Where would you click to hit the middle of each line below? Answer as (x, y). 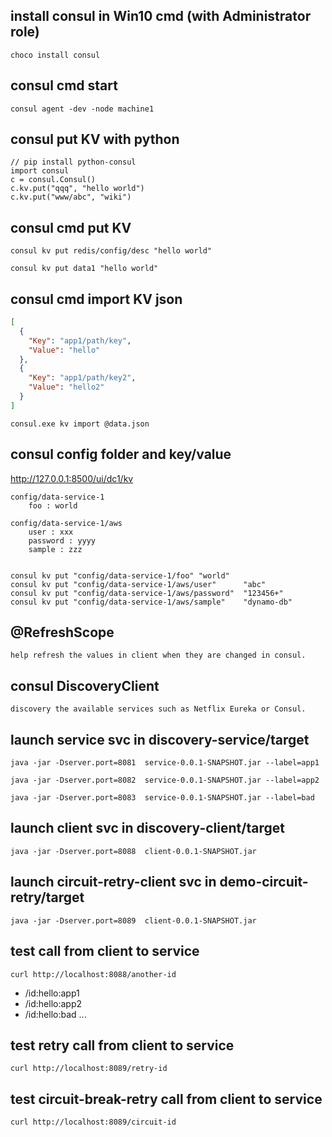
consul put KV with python (95, 139)
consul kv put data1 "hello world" (84, 269)
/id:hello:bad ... (55, 1014)
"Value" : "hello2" (66, 387)
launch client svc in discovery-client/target (147, 828)
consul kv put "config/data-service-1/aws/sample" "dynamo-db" (151, 602)
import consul (40, 171)
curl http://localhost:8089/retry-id (89, 1069)
